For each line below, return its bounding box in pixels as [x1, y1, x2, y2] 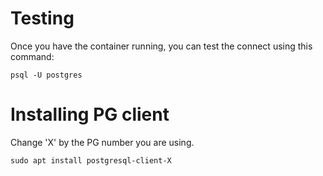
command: [10, 50, 55, 62]
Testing [10, 7, 75, 30]
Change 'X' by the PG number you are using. [10, 136, 195, 148]
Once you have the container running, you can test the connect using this [10, 40, 313, 52]
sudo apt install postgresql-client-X [10, 155, 172, 166]
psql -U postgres [10, 70, 83, 80]
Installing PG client [10, 103, 170, 126]
